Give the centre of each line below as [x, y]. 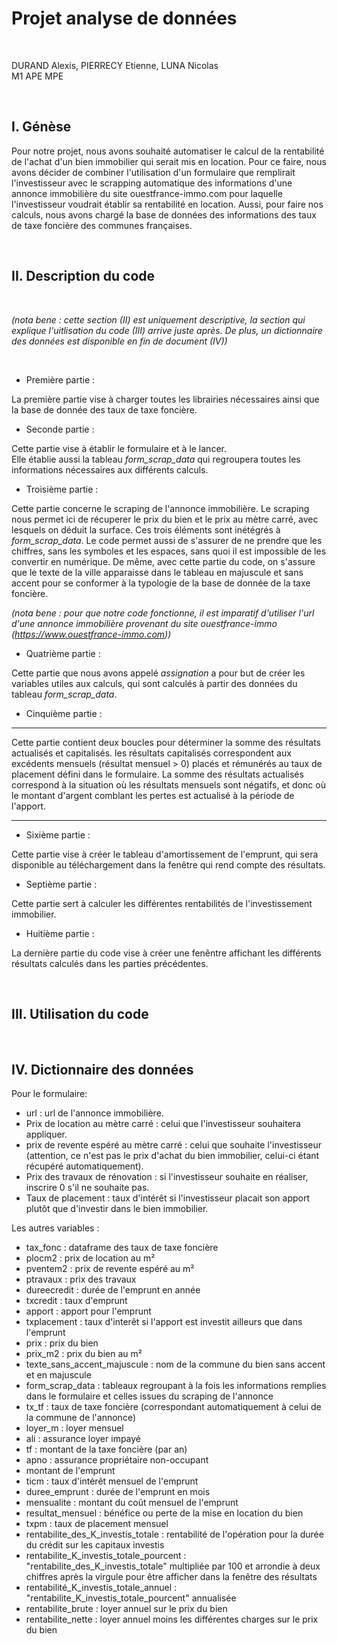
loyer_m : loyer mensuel [74, 1428]
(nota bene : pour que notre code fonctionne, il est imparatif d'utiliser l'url [163, 613]
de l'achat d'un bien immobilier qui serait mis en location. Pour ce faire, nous [169, 161]
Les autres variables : [55, 1228]
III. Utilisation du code [80, 1013]
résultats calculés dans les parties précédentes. [110, 963]
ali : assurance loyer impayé [83, 1439]
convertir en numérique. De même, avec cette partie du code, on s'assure [163, 561]
